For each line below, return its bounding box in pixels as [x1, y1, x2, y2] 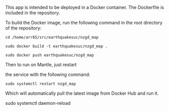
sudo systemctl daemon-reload [5, 100, 71, 106]
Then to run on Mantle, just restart [5, 62, 77, 68]
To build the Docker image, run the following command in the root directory [5, 20, 163, 25]
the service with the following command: [5, 71, 90, 77]
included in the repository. [5, 10, 60, 16]
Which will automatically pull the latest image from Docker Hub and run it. [5, 90, 159, 96]
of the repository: [5, 25, 42, 31]
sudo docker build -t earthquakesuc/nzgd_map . [5, 44, 108, 49]
